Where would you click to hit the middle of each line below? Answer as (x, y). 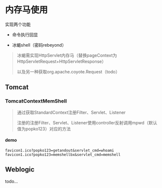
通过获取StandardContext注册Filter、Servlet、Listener (71, 112)
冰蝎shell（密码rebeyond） (39, 45)
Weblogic (20, 170)
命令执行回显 (25, 34)
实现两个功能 (18, 24)
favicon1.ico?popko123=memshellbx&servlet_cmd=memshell (63, 154)
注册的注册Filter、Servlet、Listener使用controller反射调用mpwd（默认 (87, 122)
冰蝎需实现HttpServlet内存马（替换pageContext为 (67, 55)
